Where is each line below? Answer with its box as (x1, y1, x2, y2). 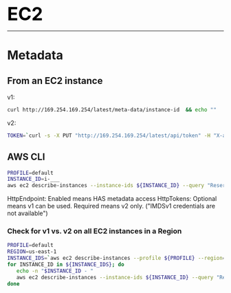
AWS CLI (7, 151, 45, 163)
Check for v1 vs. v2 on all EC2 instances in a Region (7, 226, 182, 236)
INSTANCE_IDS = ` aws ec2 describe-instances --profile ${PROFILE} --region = (7, 254, 226, 262)
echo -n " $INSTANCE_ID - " (16, 268, 94, 274)
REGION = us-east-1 (7, 248, 57, 255)
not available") (7, 209, 48, 217)
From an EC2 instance (7, 75, 103, 87)
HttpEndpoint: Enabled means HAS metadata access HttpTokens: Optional (7, 195, 217, 203)
